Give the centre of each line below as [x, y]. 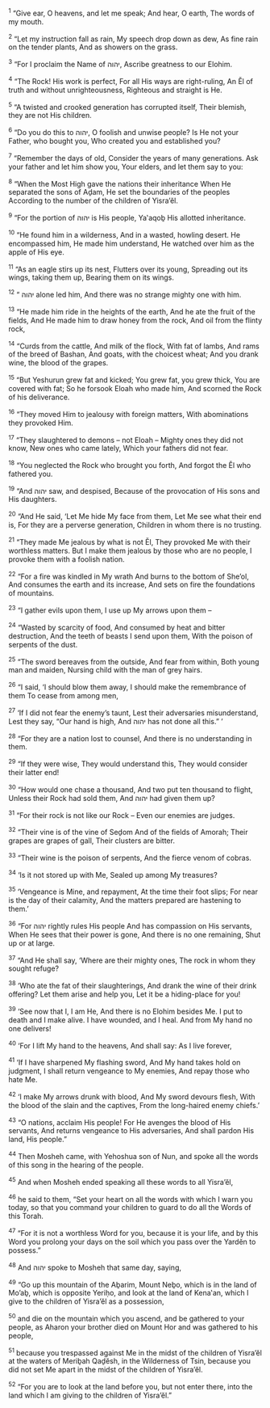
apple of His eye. [36, 252]
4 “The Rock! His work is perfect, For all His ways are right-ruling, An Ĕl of [131, 80]
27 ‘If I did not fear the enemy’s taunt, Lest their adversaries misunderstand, [133, 712]
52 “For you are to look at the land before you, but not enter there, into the [131, 1386]
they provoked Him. [41, 423]
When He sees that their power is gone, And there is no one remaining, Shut [135, 934]
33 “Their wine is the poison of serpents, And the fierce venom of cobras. [130, 857]
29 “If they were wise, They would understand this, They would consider [128, 763]
